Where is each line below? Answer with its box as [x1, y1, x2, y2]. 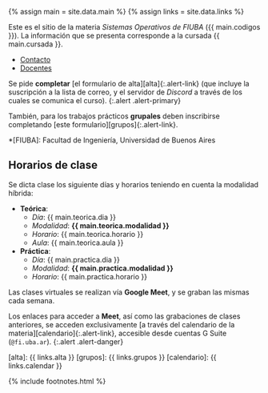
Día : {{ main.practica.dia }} [31, 255, 120, 264]
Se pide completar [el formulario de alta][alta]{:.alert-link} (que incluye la [8, 79, 250, 88]
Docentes [19, 63, 52, 73]
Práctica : [19, 246, 51, 255]
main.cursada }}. [8, 39, 63, 49]
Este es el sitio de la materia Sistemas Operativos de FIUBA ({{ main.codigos [8, 22, 261, 31]
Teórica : [19, 203, 49, 213]
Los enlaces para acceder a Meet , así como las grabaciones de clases [8, 311, 241, 321]
